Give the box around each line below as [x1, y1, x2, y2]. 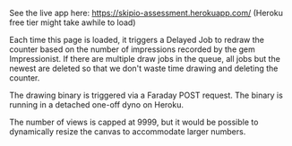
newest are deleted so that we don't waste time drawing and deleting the [9, 63, 279, 73]
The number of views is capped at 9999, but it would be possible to [9, 116, 259, 127]
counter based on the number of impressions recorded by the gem [9, 44, 255, 55]
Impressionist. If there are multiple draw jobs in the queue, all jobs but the [9, 54, 280, 64]
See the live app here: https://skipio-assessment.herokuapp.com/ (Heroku [9, 8, 284, 18]
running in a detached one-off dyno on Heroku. [9, 99, 184, 110]
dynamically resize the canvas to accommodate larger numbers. [9, 126, 246, 137]
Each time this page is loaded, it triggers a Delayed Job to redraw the [9, 35, 265, 45]
